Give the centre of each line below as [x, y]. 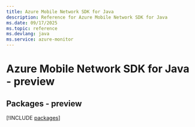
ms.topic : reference [32, 28]
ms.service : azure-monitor [40, 39]
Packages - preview [44, 103]
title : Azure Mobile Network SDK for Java [60, 12]
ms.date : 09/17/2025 [32, 23]
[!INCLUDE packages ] [33, 118]
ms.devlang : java [28, 34]
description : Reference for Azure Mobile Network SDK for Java [87, 17]
